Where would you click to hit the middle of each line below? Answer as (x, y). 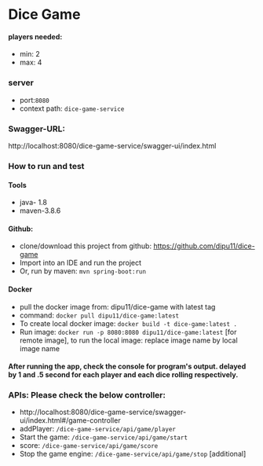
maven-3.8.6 (40, 211)
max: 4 (31, 62)
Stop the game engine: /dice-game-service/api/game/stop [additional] (133, 454)
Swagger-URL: (37, 129)
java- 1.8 (33, 203)
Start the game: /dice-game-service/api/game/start (104, 437)
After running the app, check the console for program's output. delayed (127, 366)
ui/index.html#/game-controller (70, 420)
